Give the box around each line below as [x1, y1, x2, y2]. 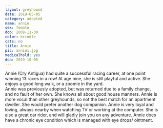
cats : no [5, 39, 23, 44]
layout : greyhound [5, 7, 42, 12]
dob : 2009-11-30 [5, 30, 38, 35]
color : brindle [5, 35, 36, 40]
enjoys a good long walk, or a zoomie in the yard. [5, 81, 104, 87]
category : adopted [5, 16, 42, 21]
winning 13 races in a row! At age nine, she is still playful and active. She [5, 76, 150, 82]
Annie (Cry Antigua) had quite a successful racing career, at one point [5, 70, 146, 76]
